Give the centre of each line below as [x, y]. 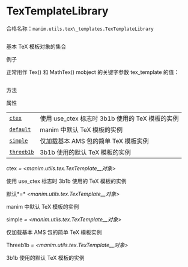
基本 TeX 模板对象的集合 [36, 46]
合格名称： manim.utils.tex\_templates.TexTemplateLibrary [80, 28]
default [20, 129]
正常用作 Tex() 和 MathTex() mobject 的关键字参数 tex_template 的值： [93, 72]
